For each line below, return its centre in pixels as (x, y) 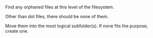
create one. (17, 31)
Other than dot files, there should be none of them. (57, 16)
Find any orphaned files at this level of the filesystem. (60, 7)
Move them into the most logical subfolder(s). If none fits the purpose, (77, 26)
